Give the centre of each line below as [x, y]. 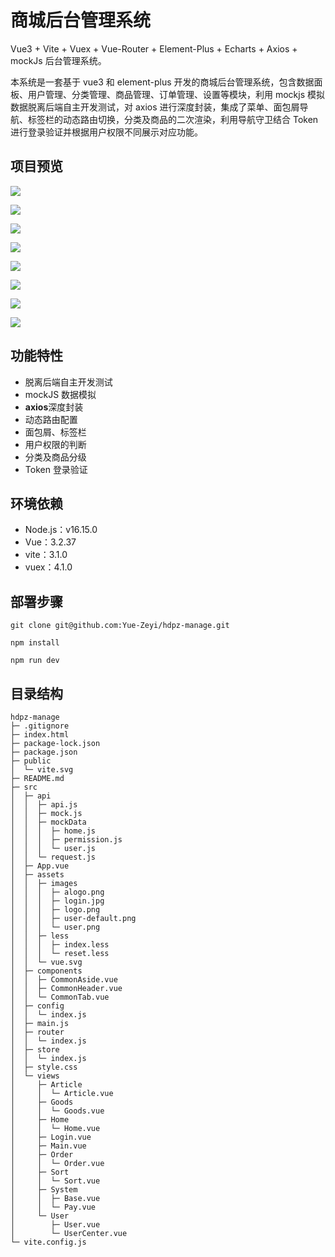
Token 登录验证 [56, 469]
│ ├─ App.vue [40, 866]
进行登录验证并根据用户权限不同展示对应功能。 [106, 132]
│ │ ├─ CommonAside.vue [64, 980]
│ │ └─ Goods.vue [57, 1111]
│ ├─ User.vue [55, 1225]
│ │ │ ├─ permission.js [66, 840]
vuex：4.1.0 [48, 567]
